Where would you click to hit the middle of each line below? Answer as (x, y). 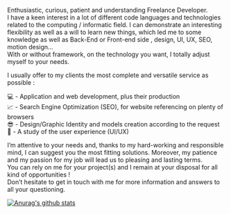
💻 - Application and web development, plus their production (94, 96)
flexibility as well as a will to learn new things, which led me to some (104, 32)
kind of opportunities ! (39, 174)
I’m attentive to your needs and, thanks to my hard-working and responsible (115, 145)
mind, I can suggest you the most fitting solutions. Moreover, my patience (112, 153)
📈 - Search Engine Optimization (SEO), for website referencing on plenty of (115, 107)
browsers (21, 117)
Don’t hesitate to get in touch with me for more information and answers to (114, 182)
